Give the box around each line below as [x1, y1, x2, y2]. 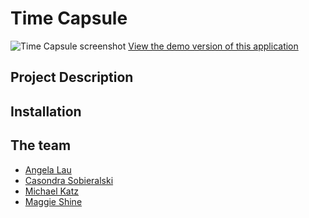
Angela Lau [24, 163, 72, 176]
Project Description [10, 69, 134, 86]
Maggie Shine [24, 195, 83, 207]
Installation [10, 103, 82, 120]
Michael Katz [24, 185, 80, 197]
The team [10, 137, 72, 154]
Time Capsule [10, 7, 128, 30]
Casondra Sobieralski [24, 174, 114, 186]
